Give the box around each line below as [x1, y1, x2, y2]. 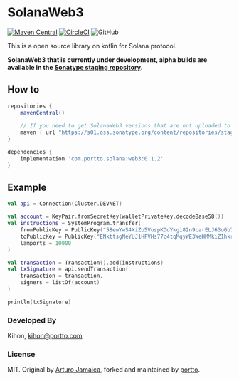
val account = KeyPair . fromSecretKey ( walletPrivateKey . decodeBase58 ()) [7, 213, 224, 221]
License [7, 350, 36, 360]
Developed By [7, 315, 57, 325]
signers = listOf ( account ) [20, 279, 100, 286]
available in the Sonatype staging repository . [7, 63, 144, 71]
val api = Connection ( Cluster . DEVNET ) [7, 200, 122, 207]
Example [7, 182, 47, 194]
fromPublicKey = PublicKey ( [20, 226, 103, 234]
